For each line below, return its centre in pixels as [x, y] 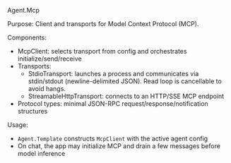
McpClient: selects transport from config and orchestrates [102, 51]
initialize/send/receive [50, 59]
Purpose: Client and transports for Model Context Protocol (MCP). [103, 24]
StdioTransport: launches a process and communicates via [113, 74]
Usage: [18, 125]
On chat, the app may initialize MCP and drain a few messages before [119, 146]
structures [32, 111]
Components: [27, 37]
